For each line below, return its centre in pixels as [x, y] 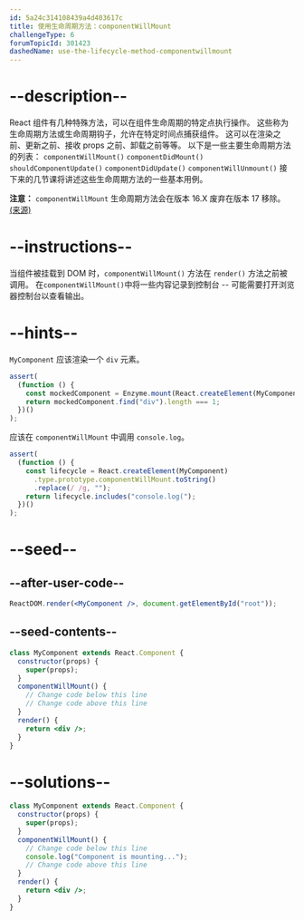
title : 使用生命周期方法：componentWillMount [90, 26]
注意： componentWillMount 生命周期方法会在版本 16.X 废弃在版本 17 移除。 [147, 199]
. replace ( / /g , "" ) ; [72, 488]
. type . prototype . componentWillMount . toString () [125, 479]
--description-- [69, 97]
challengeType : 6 [42, 34]
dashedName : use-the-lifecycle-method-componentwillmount [121, 52]
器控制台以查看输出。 [49, 296]
